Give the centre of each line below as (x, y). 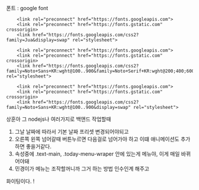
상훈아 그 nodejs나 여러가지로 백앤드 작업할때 (59, 119)
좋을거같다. (38, 146)
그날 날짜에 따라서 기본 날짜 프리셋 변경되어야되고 (72, 132)
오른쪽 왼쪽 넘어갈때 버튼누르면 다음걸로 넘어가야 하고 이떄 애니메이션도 (97, 139)
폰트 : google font (27, 8)
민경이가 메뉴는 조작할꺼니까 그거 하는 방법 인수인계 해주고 (82, 169)
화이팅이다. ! (20, 181)
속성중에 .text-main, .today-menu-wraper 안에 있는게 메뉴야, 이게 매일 (97, 154)
